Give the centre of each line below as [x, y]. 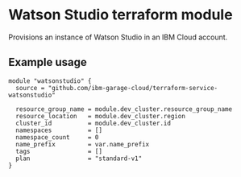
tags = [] [59, 151]
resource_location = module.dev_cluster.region [100, 116]
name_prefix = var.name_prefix [83, 144]
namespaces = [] [59, 130]
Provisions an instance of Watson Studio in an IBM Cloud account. [118, 37]
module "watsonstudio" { [50, 81]
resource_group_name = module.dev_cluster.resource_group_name [124, 109]
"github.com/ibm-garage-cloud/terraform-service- [133, 88]
